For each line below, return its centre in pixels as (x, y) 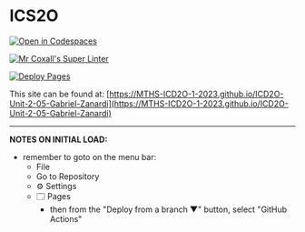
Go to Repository (68, 176)
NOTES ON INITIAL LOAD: (59, 139)
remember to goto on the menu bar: (89, 156)
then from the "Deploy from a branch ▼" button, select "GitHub (168, 209)
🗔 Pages (53, 196)
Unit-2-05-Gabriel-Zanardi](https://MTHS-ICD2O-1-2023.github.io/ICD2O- (149, 103)
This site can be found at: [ (59, 94)
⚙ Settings (56, 186)
